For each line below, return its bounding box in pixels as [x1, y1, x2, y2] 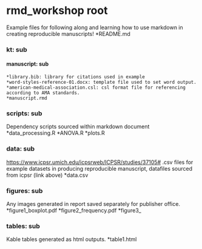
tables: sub [6, 222, 41, 230]
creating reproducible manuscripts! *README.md [6, 30, 130, 37]
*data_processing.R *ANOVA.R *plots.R [6, 129, 105, 137]
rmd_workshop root [6, 4, 108, 18]
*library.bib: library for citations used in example [6, 74, 146, 80]
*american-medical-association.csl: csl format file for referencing [6, 84, 186, 91]
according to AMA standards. [6, 90, 80, 96]
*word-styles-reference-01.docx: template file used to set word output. [6, 80, 197, 86]
